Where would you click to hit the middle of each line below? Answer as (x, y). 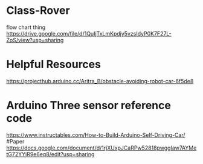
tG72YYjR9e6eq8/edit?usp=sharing (50, 154)
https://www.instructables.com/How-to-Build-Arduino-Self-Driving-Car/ (96, 135)
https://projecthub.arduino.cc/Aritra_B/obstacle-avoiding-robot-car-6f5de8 (100, 81)
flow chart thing (26, 27)
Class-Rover (38, 11)
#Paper (15, 141)
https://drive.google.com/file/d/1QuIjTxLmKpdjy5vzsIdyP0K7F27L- (89, 33)
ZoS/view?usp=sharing (35, 40)
